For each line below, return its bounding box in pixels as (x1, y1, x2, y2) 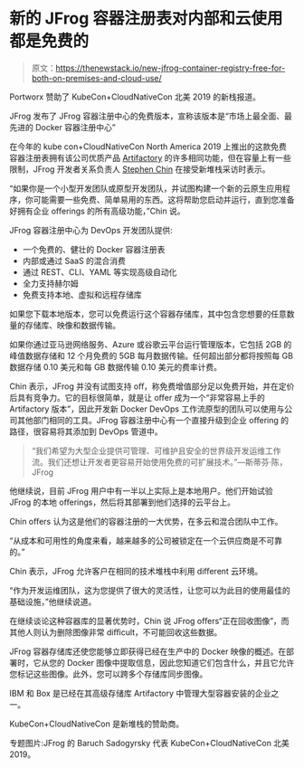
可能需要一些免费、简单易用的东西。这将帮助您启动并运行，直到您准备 (33, 194, 295, 204)
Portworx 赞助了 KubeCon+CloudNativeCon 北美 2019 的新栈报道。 (9, 91, 261, 102)
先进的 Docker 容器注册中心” (9, 121, 116, 132)
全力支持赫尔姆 (22, 278, 79, 289)
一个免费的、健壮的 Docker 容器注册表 (22, 243, 166, 254)
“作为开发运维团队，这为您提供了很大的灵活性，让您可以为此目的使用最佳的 (9, 584, 291, 595)
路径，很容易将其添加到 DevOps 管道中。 (9, 426, 163, 437)
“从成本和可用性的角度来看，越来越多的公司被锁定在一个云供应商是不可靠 (9, 535, 283, 545)
